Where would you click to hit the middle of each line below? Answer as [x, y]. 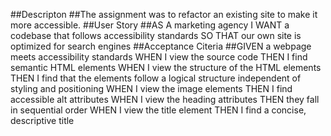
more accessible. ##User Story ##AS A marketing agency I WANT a [150, 25]
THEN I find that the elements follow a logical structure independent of [156, 78]
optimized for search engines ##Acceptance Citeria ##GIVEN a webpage [161, 46]
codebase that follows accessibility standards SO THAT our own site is [156, 35]
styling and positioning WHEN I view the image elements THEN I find [151, 88]
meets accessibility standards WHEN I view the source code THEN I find [159, 57]
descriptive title [42, 120]
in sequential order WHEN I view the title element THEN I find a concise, [158, 110]
